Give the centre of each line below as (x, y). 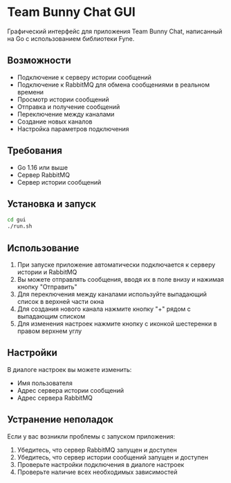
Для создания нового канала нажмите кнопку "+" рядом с (104, 309)
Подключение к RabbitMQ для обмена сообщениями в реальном (113, 85)
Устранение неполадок (61, 420)
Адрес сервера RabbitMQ (55, 398)
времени (30, 92)
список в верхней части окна (61, 301)
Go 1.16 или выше (42, 167)
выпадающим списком (51, 316)
